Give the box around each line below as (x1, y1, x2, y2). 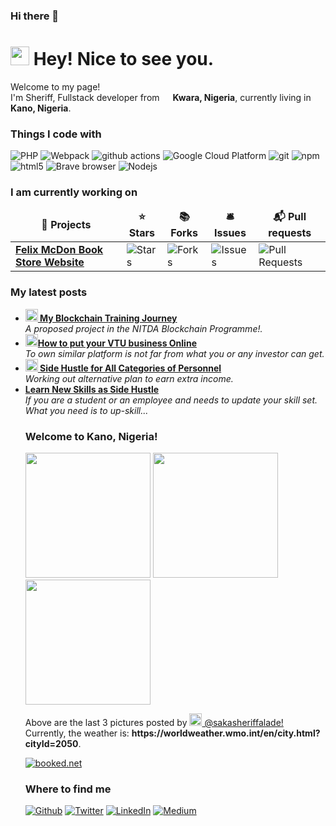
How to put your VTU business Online (37, 337, 197, 349)
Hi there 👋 (10, 9, 60, 23)
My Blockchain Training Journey (39, 312, 178, 324)
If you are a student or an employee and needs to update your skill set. (24, 394, 318, 406)
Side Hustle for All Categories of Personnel (39, 362, 222, 374)
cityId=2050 (24, 738, 79, 750)
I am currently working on (10, 185, 138, 199)
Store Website (15, 255, 85, 269)
